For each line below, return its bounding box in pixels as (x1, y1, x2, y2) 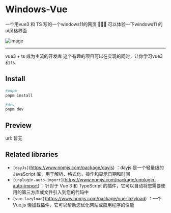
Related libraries (5, 150, 59, 159)
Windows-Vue (5, 4, 68, 15)
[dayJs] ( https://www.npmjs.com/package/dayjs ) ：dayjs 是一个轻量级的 (12, 164, 164, 171)
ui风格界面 (5, 27, 27, 34)
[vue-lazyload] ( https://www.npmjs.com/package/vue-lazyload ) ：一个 (12, 195, 162, 201)
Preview (5, 121, 32, 130)
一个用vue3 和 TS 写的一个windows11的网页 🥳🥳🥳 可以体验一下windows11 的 (5, 21, 163, 27)
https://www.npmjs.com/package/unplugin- (64, 176, 157, 182)
